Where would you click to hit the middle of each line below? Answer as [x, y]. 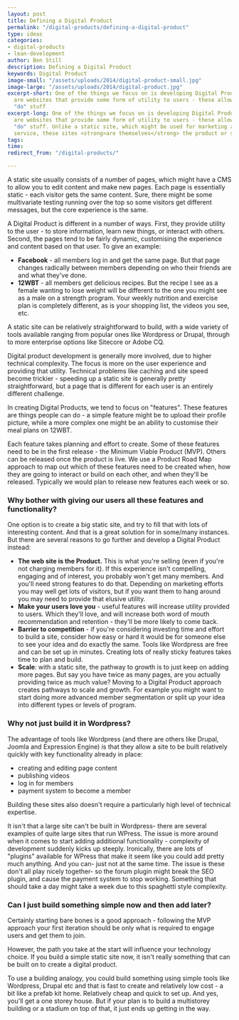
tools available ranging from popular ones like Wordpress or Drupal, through [118, 334]
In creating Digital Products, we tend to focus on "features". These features [117, 407]
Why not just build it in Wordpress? [69, 724]
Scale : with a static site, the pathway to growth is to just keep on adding [123, 667]
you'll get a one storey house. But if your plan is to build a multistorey [108, 1001]
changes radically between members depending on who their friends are [124, 267]
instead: [19, 547]
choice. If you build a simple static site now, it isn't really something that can [119, 957]
